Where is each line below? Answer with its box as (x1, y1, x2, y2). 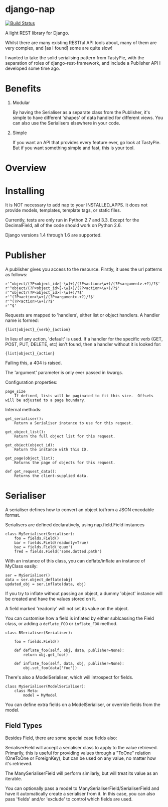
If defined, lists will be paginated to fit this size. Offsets (14, 393, 154, 398)
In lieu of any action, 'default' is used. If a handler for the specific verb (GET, (5, 335, 163, 342)
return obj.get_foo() (23, 652, 69, 657)
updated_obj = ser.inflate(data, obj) (5, 582, 86, 587)
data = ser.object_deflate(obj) (5, 577, 73, 582)
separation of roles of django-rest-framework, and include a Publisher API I (5, 60, 161, 66)
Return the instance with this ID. (14, 447, 89, 452)
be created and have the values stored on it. (5, 596, 96, 602)
